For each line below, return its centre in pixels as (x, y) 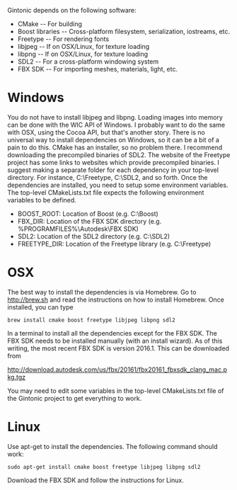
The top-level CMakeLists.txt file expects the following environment (106, 192)
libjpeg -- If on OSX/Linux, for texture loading (83, 46)
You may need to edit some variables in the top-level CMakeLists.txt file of (116, 391)
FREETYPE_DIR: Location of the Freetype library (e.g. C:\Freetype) (114, 244)
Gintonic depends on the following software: (72, 10)
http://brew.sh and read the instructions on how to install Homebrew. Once (116, 300)
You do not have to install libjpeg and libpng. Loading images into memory (115, 117)
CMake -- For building (50, 24)
